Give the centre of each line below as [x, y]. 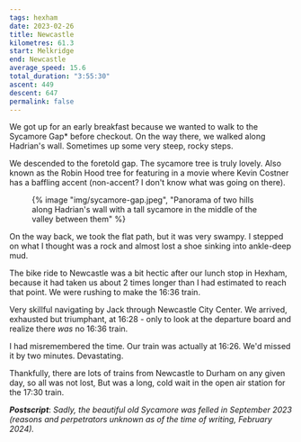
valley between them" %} [79, 219]
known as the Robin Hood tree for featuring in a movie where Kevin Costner [149, 173]
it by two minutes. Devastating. [66, 356]
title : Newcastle [42, 34]
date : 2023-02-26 [42, 26]
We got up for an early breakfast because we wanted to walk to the [134, 127]
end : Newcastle [38, 59]
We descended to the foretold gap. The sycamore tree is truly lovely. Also [145, 164]
